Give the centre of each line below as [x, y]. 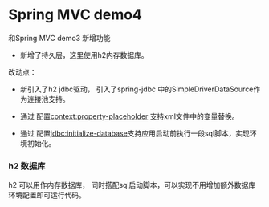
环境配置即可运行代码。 [47, 195]
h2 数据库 [27, 166]
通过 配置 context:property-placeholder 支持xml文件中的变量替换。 [129, 116]
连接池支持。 [48, 99]
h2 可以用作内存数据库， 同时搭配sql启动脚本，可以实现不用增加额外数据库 [132, 185]
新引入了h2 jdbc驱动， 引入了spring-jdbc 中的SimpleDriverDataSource [137, 89]
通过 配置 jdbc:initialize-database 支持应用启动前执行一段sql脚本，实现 [135, 133]
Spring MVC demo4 [75, 15]
